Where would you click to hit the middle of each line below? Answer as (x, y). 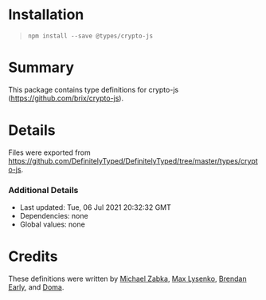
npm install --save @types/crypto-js (90, 36)
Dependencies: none (54, 216)
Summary (41, 67)
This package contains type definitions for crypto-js (94, 89)
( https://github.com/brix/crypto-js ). (66, 98)
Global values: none (52, 224)
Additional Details (43, 190)
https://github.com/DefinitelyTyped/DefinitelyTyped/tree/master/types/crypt (133, 160)
